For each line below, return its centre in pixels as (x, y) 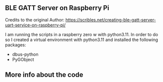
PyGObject (23, 59)
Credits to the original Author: (35, 20)
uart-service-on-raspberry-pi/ (35, 25)
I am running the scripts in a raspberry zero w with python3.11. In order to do (82, 34)
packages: (16, 45)
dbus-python (25, 54)
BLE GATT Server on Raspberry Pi (57, 8)
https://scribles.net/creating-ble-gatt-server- (111, 20)
